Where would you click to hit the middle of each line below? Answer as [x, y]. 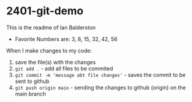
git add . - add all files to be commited [64, 68]
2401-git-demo [45, 11]
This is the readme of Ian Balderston [51, 27]
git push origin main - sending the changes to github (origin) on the [100, 87]
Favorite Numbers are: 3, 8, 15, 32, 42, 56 [66, 39]
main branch [30, 94]
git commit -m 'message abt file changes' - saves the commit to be [100, 75]
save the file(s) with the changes [55, 62]
